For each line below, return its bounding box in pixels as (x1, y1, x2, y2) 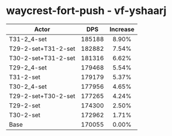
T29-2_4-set (9, 63, 47, 71)
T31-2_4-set (9, 35, 47, 43)
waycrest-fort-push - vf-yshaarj (6, 4, 167, 18)
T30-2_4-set (9, 82, 47, 90)
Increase (109, 25, 135, 33)
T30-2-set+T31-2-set (9, 54, 75, 62)
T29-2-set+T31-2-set (9, 44, 75, 53)
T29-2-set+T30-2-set (9, 92, 75, 100)
